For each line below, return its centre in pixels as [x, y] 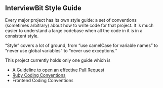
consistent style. [22, 36]
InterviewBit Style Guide [43, 8]
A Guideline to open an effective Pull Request [58, 70]
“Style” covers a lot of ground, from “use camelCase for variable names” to [81, 45]
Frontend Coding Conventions [43, 80]
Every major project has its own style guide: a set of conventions [71, 20]
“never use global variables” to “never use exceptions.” [61, 50]
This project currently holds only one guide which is [58, 60]
